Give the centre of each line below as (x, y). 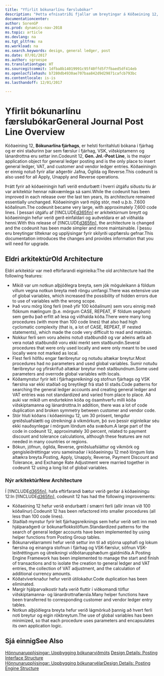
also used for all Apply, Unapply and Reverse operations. (62, 176)
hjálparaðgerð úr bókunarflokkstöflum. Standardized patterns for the (81, 526)
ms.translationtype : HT (29, 64)
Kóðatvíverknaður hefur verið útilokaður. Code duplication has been (80, 578)
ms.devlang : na (21, 37)
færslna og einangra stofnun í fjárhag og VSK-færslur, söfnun (74, 548)
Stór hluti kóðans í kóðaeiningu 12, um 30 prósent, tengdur (71, 416)
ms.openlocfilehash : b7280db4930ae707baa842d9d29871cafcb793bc (71, 74)
